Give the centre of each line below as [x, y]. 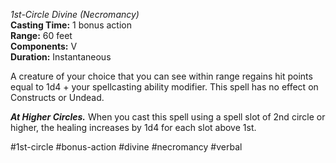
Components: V [44, 46]
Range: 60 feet [41, 35]
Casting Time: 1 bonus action [71, 25]
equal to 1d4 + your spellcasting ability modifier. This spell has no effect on [164, 87]
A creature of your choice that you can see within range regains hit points [161, 76]
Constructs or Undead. [57, 97]
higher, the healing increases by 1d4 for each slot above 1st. [133, 127]
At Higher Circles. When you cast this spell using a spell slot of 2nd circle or [168, 117]
